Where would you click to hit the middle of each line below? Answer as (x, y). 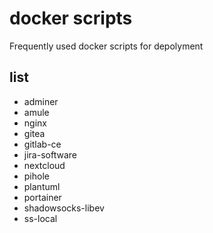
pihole (36, 176)
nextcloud (44, 165)
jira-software (50, 154)
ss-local (40, 218)
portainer (42, 197)
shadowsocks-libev (64, 208)
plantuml (42, 186)
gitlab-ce (42, 144)
